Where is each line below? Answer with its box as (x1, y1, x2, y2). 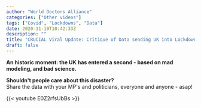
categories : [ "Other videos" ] (6, 14, 82, 20)
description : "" (6, 31, 47, 37)
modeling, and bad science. (6, 65, 77, 72)
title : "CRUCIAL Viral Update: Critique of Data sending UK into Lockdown (6, 37, 197, 43)
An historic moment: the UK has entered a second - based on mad (6, 58, 173, 66)
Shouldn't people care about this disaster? (6, 76, 114, 84)
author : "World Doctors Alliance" (6, 8, 93, 15)
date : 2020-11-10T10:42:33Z (6, 25, 77, 32)
